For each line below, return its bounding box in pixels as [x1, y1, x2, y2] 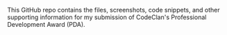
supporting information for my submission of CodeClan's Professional [7, 13, 207, 21]
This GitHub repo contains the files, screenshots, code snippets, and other [7, 6, 220, 14]
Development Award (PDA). [7, 21, 85, 28]
